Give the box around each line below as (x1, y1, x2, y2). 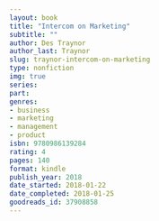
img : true (9, 72, 47, 81)
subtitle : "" (9, 30, 58, 39)
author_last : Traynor (9, 47, 91, 56)
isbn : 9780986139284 (9, 139, 87, 148)
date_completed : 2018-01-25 (9, 189, 115, 198)
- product (9, 131, 47, 140)
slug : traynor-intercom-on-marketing (9, 55, 151, 64)
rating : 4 (9, 147, 47, 156)
